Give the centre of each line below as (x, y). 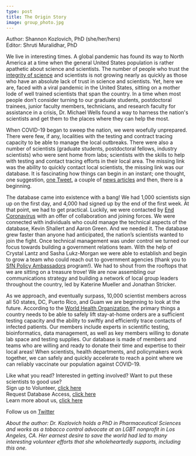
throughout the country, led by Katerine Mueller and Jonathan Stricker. (91, 284)
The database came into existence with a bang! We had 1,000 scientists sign (98, 197)
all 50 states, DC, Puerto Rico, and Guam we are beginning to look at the (93, 302)
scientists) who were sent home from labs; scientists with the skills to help (96, 155)
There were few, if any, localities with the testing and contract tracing (89, 136)
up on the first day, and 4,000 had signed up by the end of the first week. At (98, 204)
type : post (19, 11)
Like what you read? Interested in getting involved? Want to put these (89, 376)
